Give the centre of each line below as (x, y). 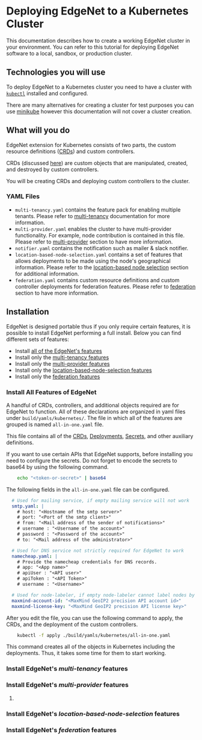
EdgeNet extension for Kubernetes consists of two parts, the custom (91, 145)
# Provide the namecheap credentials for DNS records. (87, 562)
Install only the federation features (57, 376)
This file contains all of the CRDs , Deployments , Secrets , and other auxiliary (100, 436)
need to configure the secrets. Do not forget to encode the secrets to (92, 460)
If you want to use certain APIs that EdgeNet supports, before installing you (99, 454)
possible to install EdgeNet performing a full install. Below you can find (94, 333)
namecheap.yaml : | (35, 556)
